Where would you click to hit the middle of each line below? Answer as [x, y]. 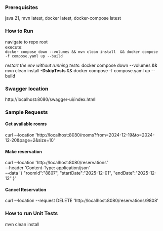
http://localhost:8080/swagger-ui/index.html [50, 99]
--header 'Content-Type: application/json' [48, 168]
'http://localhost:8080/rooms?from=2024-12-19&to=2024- [95, 135]
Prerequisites [21, 7]
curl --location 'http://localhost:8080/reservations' [57, 163]
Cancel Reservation [26, 189]
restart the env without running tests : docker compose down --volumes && [81, 65]
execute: [14, 47]
